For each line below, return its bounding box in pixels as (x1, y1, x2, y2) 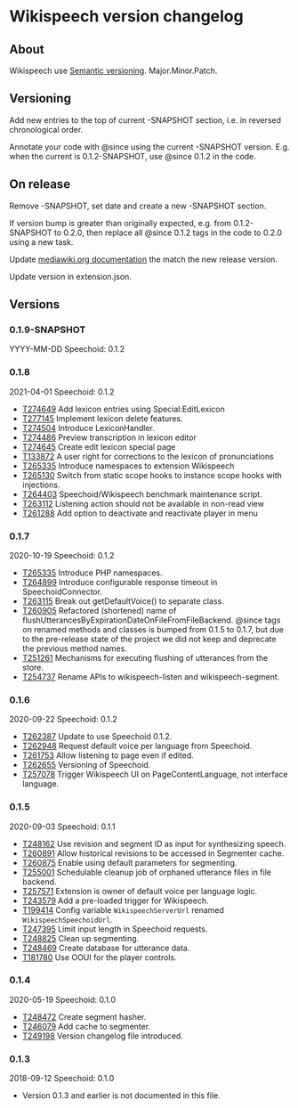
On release (9, 176, 71, 192)
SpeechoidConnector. (21, 586, 102, 597)
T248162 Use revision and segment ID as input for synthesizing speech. (21, 838, 286, 849)
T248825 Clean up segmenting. (21, 933, 140, 943)
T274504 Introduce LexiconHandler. (21, 422, 156, 433)
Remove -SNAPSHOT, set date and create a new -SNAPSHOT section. (9, 200, 267, 211)
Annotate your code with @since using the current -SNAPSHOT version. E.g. (9, 141, 290, 152)
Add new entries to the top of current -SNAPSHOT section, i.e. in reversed (9, 114, 282, 126)
